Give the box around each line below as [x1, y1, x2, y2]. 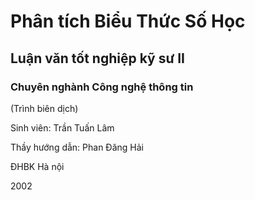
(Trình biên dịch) [10, 102, 79, 114]
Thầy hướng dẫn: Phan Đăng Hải [10, 141, 144, 153]
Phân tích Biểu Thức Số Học [10, 10, 246, 33]
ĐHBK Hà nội [10, 160, 65, 172]
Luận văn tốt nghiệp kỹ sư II [10, 50, 186, 67]
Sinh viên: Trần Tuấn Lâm [10, 121, 115, 134]
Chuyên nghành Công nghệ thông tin [10, 80, 194, 94]
